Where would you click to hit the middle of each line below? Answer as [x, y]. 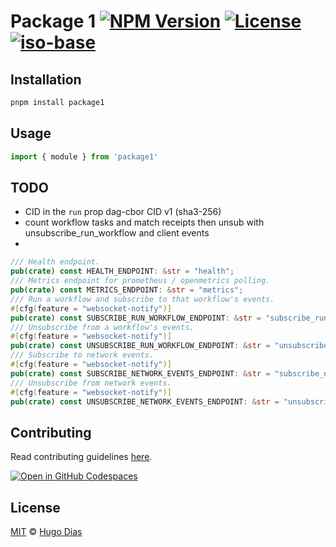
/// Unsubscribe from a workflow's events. [102, 327]
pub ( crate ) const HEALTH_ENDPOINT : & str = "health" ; [122, 271]
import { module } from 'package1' [84, 156]
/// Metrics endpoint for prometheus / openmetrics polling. [140, 281]
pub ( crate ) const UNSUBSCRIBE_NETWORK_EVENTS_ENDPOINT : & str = [145, 401]
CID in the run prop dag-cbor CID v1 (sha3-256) [123, 212]
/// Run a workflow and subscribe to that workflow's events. [142, 299]
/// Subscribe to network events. [82, 355]
